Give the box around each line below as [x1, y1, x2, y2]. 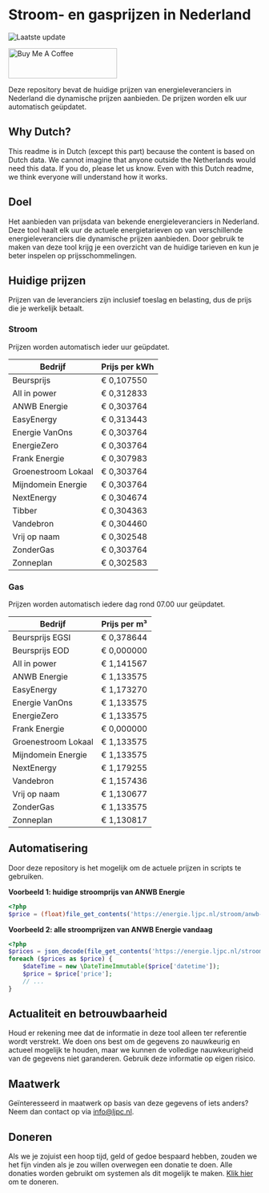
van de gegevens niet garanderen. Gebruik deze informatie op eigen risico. [8, 1053, 256, 1064]
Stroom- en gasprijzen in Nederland [8, 6, 251, 24]
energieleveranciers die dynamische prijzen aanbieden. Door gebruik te [8, 233, 244, 243]
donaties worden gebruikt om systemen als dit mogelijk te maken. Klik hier [8, 1169, 254, 1179]
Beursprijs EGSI [12, 631, 71, 643]
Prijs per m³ [101, 618, 148, 629]
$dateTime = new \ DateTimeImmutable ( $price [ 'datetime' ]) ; [22, 963, 220, 971]
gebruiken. [8, 871, 44, 881]
